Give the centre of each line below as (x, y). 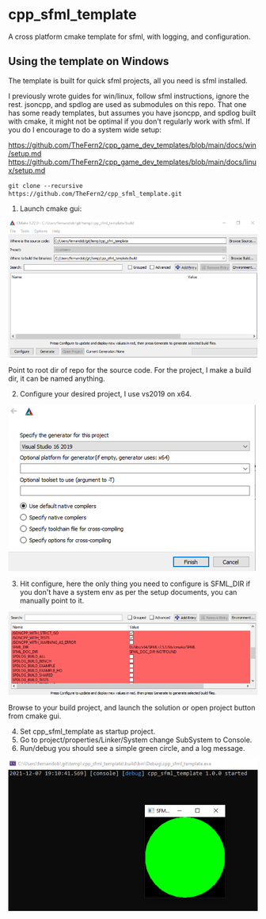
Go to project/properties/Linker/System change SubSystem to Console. (136, 740)
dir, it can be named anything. (57, 379)
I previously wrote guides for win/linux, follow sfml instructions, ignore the (129, 96)
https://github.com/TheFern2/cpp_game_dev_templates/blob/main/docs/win (133, 145)
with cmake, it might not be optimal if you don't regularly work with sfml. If (129, 121)
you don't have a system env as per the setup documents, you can (128, 592)
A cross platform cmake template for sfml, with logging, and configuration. (129, 36)
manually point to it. (52, 601)
